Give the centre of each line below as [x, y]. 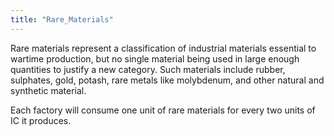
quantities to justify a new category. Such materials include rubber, [148, 69]
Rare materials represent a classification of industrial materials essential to [163, 48]
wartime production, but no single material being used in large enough [155, 58]
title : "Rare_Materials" [62, 19]
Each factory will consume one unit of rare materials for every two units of [163, 110]
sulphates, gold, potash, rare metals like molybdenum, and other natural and [167, 80]
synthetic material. [48, 90]
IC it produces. [41, 120]
